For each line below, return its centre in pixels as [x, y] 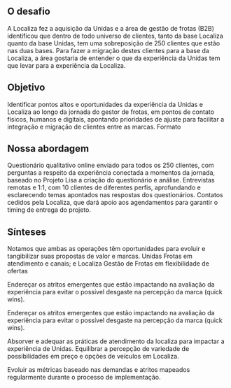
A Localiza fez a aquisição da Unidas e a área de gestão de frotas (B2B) [111, 28]
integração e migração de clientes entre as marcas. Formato [94, 127]
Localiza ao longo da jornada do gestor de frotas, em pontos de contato [111, 112]
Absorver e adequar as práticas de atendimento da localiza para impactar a [116, 341]
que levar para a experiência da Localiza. [66, 65]
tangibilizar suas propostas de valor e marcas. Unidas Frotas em [100, 256]
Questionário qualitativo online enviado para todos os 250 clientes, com [111, 165]
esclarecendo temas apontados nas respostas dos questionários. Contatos [115, 195]
